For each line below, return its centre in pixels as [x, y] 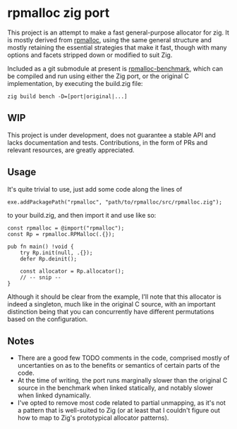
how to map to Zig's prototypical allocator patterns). [93, 418]
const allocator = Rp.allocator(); [72, 271]
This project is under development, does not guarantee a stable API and [112, 135]
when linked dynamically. [54, 395]
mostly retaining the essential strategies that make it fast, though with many [117, 47]
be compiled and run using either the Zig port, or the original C [98, 76]
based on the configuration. [48, 319]
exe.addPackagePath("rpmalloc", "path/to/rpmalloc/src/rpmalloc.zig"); [115, 202]
